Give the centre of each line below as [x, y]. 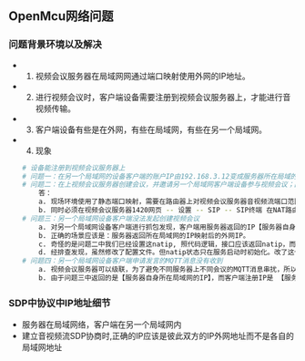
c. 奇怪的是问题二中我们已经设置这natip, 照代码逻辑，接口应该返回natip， [164, 244]
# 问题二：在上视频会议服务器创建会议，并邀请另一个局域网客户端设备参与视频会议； [158, 185]
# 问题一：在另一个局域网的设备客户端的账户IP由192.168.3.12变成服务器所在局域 [156, 176]
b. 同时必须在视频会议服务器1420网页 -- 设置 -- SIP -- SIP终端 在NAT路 [165, 211]
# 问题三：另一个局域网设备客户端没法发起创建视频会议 [111, 218]
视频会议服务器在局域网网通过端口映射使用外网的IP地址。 [143, 76]
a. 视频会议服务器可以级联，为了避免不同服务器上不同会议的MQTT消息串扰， [161, 270]
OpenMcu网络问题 [61, 16]
